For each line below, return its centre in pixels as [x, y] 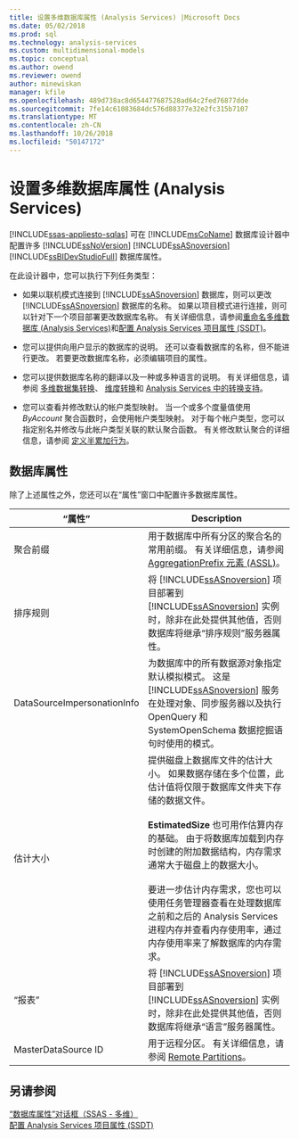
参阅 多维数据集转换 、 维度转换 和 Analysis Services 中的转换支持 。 [145, 388]
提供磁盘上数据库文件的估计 [206, 760]
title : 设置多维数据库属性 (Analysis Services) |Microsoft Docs [125, 17]
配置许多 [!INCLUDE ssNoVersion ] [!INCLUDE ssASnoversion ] [120, 245]
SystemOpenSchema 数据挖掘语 [215, 730]
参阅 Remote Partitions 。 [200, 1056]
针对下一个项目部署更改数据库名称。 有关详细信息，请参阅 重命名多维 [156, 317]
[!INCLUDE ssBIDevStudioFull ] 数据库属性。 [88, 256]
